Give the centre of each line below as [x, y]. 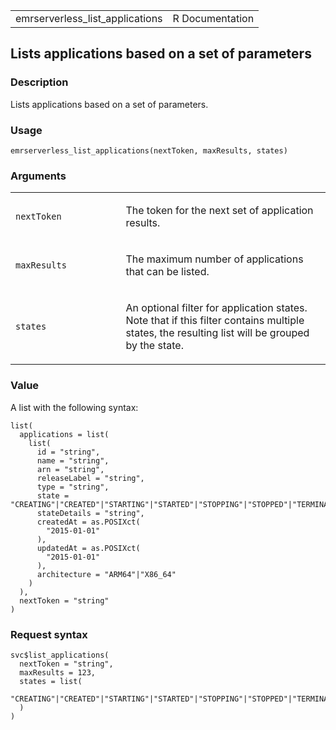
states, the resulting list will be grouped [217, 333]
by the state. [154, 346]
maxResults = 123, [58, 672]
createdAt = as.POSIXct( [88, 522]
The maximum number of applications [214, 259]
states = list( [51, 681]
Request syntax [49, 634]
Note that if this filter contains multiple [215, 321]
